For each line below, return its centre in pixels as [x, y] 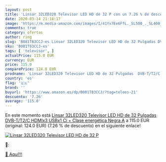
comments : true [21, 28]
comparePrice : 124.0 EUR [31, 69]
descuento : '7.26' [24, 97]
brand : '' [15, 87]
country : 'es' [20, 78]
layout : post [19, 10]
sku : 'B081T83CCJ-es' [27, 46]
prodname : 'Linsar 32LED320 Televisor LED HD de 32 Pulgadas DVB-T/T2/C [83, 74]
